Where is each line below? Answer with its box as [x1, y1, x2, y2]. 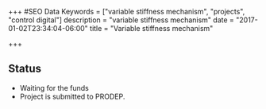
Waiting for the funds [19, 83, 89, 92]
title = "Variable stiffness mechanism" [90, 24, 214, 33]
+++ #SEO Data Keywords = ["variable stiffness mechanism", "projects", [8, 7, 245, 16]
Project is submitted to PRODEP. [19, 91, 125, 101]
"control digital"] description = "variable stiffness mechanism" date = [8, 15, 234, 25]
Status [8, 62, 42, 76]
